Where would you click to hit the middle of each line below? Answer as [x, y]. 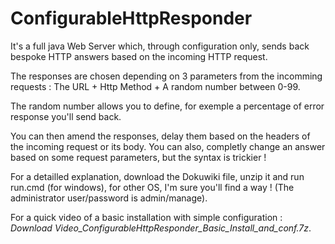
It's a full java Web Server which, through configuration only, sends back [160, 46]
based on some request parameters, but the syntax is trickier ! [138, 157]
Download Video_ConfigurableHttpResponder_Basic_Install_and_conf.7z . [161, 228]
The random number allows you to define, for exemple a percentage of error [167, 106]
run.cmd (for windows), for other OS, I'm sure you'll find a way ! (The [152, 187]
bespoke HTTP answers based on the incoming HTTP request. [139, 56]
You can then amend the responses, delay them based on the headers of [160, 136]
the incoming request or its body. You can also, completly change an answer [168, 146]
